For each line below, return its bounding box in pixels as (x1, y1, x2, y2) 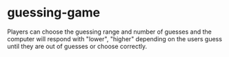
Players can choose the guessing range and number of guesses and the (7, 27, 212, 36)
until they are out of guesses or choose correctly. (7, 42, 147, 50)
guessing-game (7, 5, 101, 21)
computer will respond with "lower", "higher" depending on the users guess (7, 34, 223, 43)
